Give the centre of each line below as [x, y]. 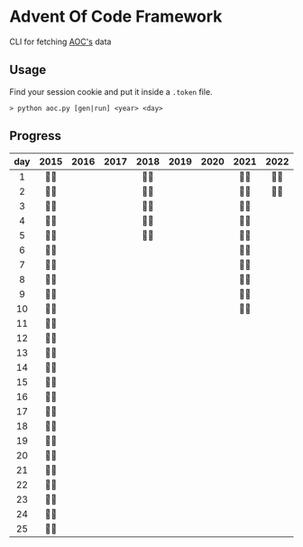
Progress [35, 136]
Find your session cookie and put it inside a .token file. [111, 91]
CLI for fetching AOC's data [60, 42]
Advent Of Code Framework [116, 17]
